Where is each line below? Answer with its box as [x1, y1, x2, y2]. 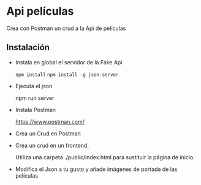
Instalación [6, 42, 50, 53]
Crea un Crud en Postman [15, 130, 81, 137]
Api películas [6, 4, 74, 18]
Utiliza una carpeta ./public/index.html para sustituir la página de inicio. [15, 153, 195, 160]
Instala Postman [15, 106, 56, 113]
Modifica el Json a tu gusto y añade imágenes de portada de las [15, 165, 178, 173]
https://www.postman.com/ [15, 118, 85, 125]
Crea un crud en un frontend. [15, 142, 89, 149]
